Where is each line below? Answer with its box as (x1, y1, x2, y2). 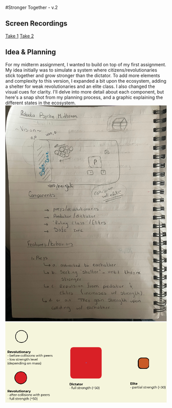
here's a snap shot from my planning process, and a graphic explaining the (5, 94, 163, 100)
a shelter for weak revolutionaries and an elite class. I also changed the (5, 83, 155, 89)
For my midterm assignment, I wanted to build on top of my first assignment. (5, 61, 166, 67)
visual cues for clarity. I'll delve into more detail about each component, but (5, 88, 164, 95)
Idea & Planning (5, 48, 56, 57)
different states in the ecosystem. (5, 100, 76, 106)
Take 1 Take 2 (5, 33, 34, 39)
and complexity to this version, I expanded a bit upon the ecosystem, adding (5, 78, 166, 84)
